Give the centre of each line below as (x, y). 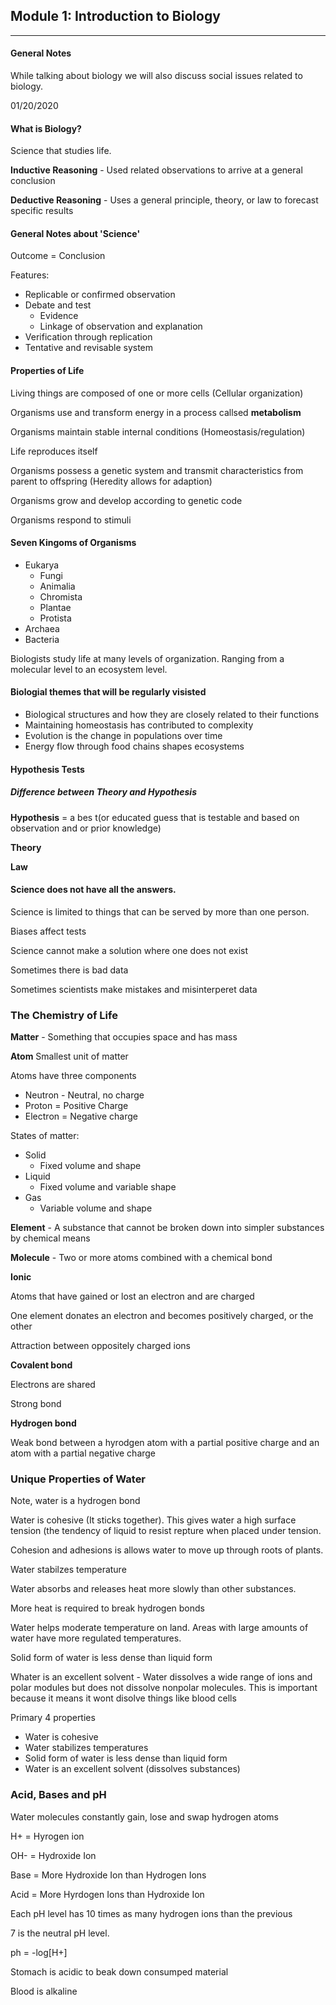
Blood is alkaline (44, 1991)
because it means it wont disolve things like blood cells (123, 1698)
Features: (30, 275)
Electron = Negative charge (81, 1116)
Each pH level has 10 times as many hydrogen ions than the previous (151, 1913)
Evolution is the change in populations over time (123, 736)
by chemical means (50, 1238)
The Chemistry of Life (64, 1015)
